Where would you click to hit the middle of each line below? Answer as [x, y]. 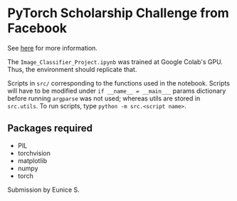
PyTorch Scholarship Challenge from [118, 13]
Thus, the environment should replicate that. [72, 69]
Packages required [50, 129]
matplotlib [32, 160]
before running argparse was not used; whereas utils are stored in [104, 98]
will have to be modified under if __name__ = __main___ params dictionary [117, 91]
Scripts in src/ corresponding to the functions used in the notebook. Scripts [118, 83]
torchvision [34, 153]
